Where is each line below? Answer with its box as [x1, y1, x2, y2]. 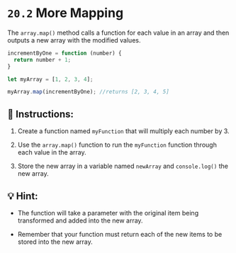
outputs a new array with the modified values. [7, 35, 141, 44]
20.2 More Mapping [7, 5, 124, 21]
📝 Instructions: [7, 108, 74, 120]
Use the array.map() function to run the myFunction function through [17, 140, 218, 150]
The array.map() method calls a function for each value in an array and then [7, 28, 230, 37]
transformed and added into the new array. [17, 216, 143, 225]
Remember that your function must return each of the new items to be [17, 230, 223, 238]
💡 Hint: [7, 190, 38, 202]
